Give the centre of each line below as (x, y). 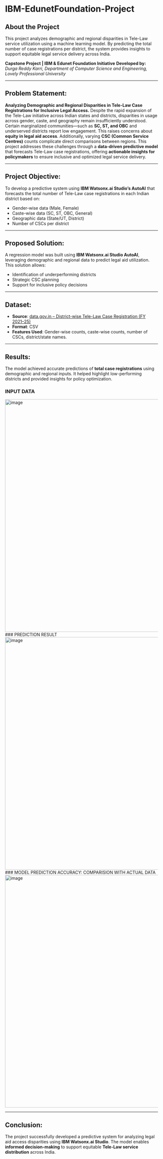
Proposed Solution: (35, 243)
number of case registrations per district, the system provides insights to (78, 49)
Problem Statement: (36, 93)
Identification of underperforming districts (54, 275)
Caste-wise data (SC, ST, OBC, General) (52, 213)
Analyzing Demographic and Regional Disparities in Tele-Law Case (74, 105)
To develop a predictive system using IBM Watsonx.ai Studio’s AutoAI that (80, 188)
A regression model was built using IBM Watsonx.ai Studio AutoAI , (72, 255)
